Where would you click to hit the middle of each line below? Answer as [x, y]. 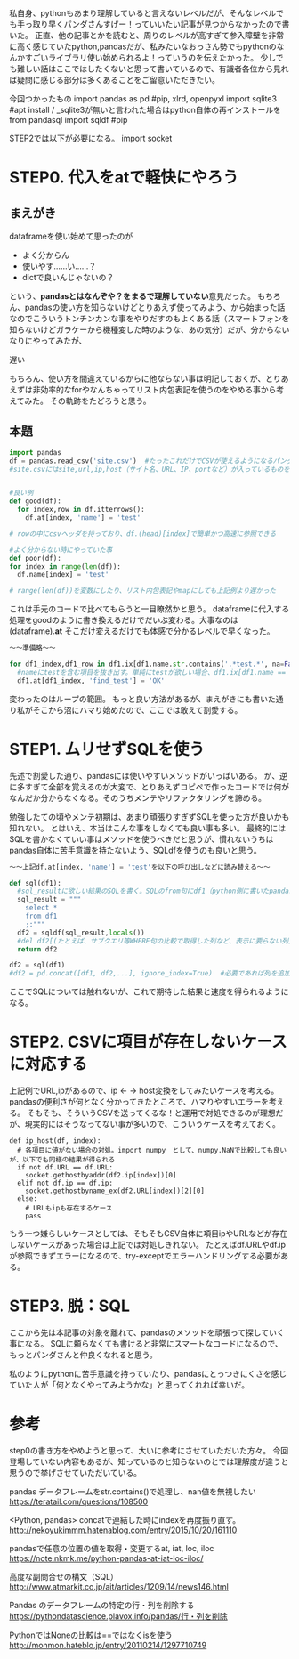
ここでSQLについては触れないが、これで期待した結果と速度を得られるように [149, 991]
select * [41, 908]
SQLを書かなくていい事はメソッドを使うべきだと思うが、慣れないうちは [141, 838]
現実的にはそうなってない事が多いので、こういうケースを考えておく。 [152, 1124]
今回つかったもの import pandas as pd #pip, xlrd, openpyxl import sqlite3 [143, 99]
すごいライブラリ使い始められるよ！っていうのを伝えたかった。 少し [150, 57]
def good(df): [36, 501]
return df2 [37, 949]
